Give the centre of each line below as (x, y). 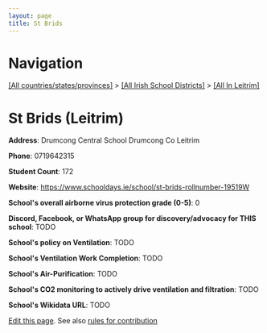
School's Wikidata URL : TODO (60, 305)
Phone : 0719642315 (41, 156)
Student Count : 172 (41, 172)
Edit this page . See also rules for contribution (83, 321)
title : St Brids (35, 23)
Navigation (45, 63)
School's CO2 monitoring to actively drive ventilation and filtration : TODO (133, 289)
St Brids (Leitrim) (66, 118)
